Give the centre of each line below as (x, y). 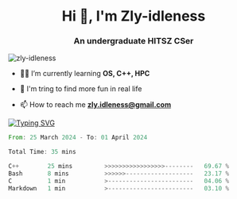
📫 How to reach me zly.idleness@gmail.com (95, 105)
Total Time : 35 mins (43, 152)
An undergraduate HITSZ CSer (134, 41)
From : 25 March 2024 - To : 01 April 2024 (78, 138)
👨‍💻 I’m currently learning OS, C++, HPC (85, 74)
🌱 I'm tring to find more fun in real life (81, 89)
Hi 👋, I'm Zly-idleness (134, 16)
